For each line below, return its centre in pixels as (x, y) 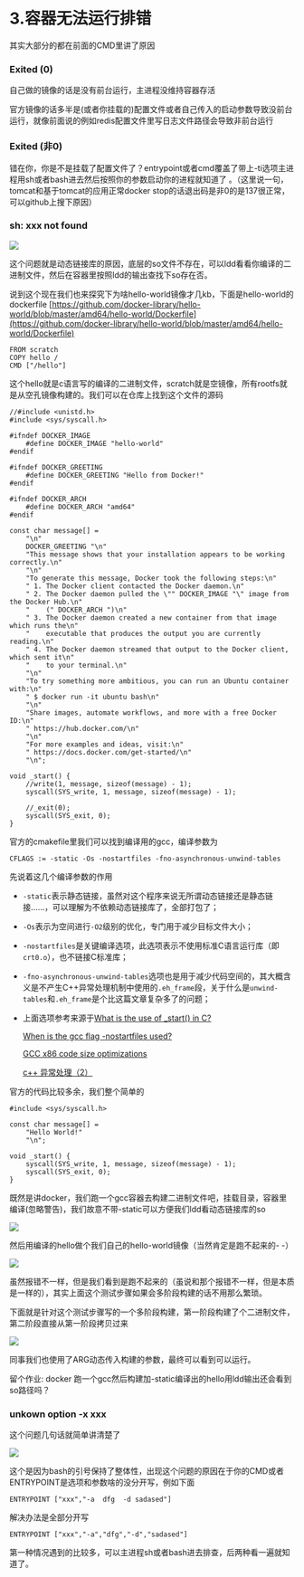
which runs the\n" (44, 625)
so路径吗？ (30, 1390)
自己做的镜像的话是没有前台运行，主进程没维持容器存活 (112, 90)
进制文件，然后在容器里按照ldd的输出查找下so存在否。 (111, 275)
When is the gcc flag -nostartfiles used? (97, 1036)
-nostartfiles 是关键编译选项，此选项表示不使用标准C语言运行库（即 (151, 945)
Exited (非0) (36, 147)
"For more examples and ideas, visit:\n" (104, 744)
